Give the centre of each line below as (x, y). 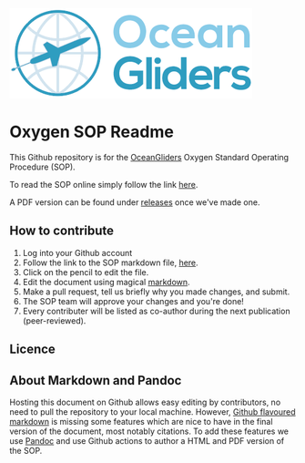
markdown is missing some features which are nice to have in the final (141, 421)
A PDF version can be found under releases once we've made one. (135, 202)
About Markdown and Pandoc (96, 381)
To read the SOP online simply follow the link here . (104, 184)
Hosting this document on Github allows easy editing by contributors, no (145, 402)
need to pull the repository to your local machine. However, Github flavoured (152, 412)
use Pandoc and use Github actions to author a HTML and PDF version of (147, 440)
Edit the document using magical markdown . (106, 282)
